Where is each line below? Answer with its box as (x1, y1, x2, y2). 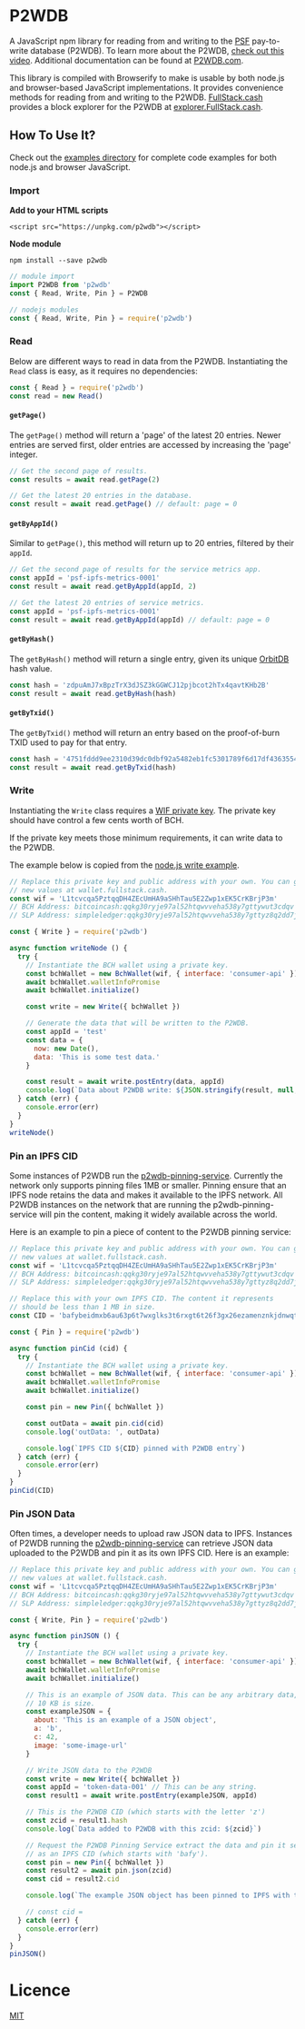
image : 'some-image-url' (33, 1741, 128, 1750)
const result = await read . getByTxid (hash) (9, 762, 177, 772)
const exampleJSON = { (25, 1707, 112, 1716)
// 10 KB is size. (25, 1698, 95, 1708)
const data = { (25, 1035, 84, 1045)
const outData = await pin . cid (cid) (25, 1418, 165, 1427)
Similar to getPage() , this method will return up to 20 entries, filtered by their (9, 538, 295, 549)
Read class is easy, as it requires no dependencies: (9, 365, 198, 376)
